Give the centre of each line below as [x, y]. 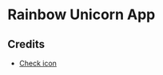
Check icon [38, 63]
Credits [26, 44]
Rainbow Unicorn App [81, 15]
